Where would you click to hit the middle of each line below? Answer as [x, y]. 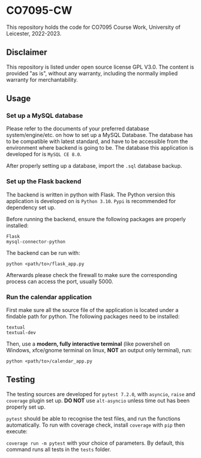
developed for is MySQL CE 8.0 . [44, 154]
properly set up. [26, 407]
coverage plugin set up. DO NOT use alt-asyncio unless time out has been [98, 400]
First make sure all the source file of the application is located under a [92, 310]
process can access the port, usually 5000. [60, 281]
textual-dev [21, 333]
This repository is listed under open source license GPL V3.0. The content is [100, 67]
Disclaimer [27, 53]
